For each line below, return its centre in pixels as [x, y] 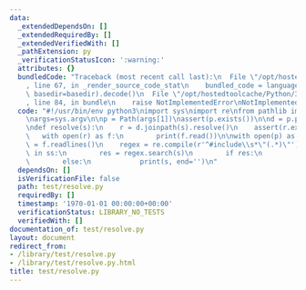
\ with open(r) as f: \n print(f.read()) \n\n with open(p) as [161, 136]
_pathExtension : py [55, 52]
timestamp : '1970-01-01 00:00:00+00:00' [95, 204]
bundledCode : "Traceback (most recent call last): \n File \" [138, 77]
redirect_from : [38, 246]
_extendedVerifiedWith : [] [69, 43]
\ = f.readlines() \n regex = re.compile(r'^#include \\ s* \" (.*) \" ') [163, 145]
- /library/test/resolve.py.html [73, 263]
